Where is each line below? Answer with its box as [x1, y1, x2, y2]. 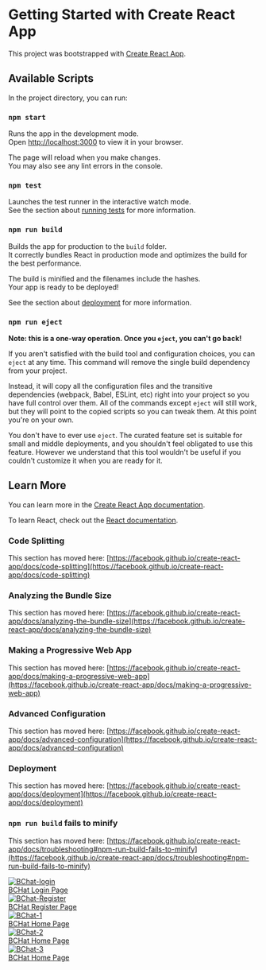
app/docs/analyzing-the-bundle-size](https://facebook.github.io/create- [8, 616, 246, 626]
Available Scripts [8, 72, 94, 85]
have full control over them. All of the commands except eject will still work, [8, 398, 257, 407]
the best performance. [8, 258, 82, 268]
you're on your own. [8, 415, 74, 425]
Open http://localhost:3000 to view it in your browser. [8, 138, 184, 147]
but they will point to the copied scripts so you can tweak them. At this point [8, 406, 256, 416]
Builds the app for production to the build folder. [8, 241, 168, 251]
